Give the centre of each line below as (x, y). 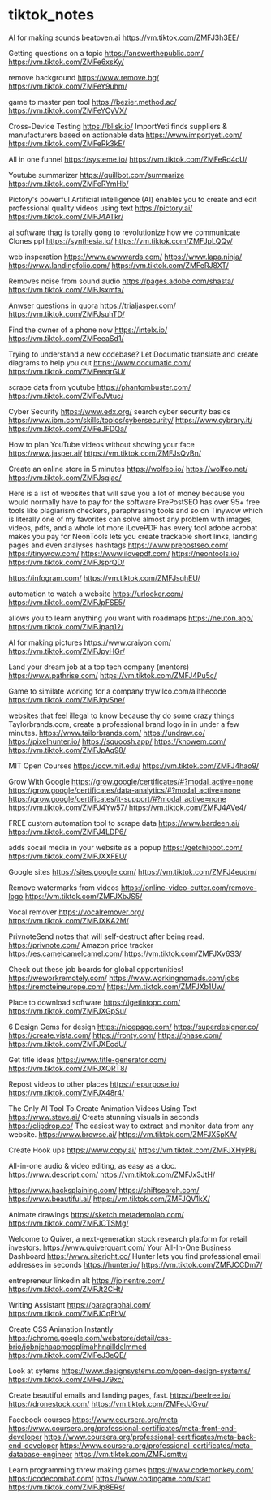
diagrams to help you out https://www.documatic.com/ (100, 362)
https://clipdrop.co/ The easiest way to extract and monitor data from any (131, 1126)
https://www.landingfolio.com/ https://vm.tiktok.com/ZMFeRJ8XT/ (118, 265)
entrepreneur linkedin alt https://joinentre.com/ (86, 1280)
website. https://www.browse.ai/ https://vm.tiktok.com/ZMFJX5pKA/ (123, 1134)
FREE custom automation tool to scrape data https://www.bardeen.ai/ (124, 823)
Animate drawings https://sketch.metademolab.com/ (96, 1214)
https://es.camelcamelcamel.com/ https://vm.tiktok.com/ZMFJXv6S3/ (125, 953)
